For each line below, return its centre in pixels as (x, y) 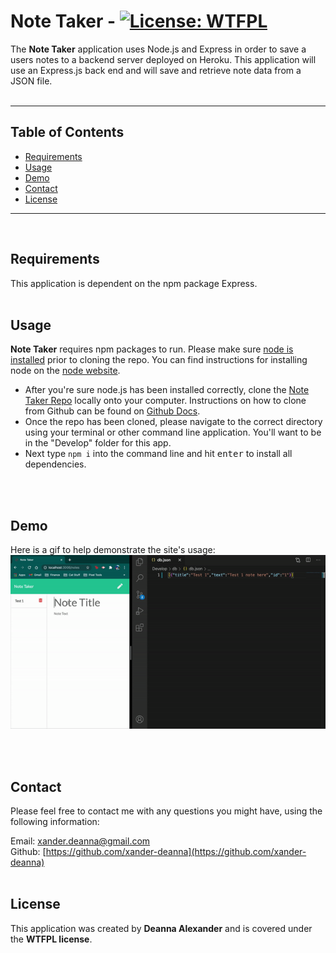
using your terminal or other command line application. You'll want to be (173, 432)
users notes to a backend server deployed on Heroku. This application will (163, 59)
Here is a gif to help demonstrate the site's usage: (113, 550)
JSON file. (31, 81)
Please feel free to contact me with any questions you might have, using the (166, 811)
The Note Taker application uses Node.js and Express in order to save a (158, 49)
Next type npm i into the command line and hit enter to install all (158, 454)
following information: (55, 822)
